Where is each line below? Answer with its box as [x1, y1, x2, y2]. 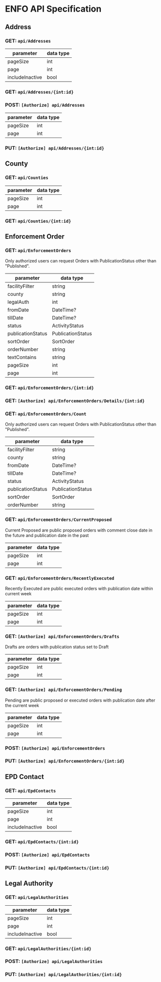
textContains [7, 354, 37, 361]
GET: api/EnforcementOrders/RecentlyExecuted [5, 574, 114, 581]
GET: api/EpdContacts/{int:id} [5, 838, 79, 845]
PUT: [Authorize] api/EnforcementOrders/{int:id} [5, 758, 125, 764]
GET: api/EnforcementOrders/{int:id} [5, 384, 94, 391]
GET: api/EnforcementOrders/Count [5, 411, 86, 417]
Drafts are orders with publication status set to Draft [5, 644, 109, 650]
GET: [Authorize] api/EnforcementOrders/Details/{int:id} [5, 397, 145, 404]
